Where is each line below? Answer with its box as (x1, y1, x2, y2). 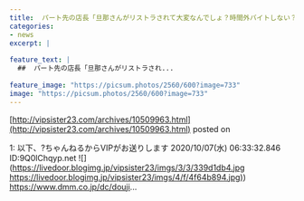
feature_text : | (9, 55, 71, 64)
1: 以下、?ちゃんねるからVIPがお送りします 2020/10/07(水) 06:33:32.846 (9, 142, 281, 153)
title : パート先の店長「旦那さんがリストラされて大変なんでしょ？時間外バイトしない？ (9, 13, 298, 23)
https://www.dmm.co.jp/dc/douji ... (9, 181, 138, 192)
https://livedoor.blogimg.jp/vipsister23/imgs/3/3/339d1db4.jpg (12, 162, 245, 173)
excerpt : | (9, 38, 51, 48)
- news (9, 30, 34, 39)
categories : (9, 22, 54, 31)
